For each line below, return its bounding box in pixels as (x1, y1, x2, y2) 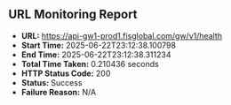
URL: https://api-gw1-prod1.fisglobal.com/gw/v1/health (20, 30, 223, 41)
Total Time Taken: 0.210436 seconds (20, 58, 159, 69)
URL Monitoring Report (8, 7, 139, 22)
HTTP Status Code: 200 (20, 68, 111, 79)
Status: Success (20, 77, 83, 87)
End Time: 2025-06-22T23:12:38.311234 (20, 49, 171, 60)
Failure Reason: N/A (20, 86, 97, 97)
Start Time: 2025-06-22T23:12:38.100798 (20, 40, 177, 50)
